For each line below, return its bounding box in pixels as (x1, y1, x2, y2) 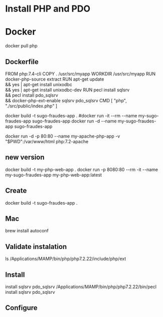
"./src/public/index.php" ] (5, 103, 58, 109)
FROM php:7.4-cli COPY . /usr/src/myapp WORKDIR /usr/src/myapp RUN (5, 71, 156, 77)
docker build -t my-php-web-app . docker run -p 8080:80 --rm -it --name (5, 166, 158, 172)
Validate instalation (5, 242, 67, 251)
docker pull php (5, 43, 38, 49)
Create (5, 186, 27, 195)
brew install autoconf (5, 228, 49, 234)
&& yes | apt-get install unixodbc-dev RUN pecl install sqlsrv (5, 87, 130, 93)
